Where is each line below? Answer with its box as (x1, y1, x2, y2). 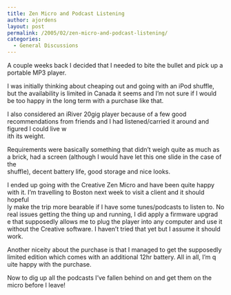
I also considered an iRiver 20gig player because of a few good (7, 110, 187, 118)
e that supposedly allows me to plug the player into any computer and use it (7, 218, 223, 225)
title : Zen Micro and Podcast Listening (7, 10, 125, 17)
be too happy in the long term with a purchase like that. (7, 97, 164, 104)
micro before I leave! (7, 281, 66, 289)
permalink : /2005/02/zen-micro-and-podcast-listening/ (7, 29, 168, 37)
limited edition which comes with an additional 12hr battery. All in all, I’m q (7, 253, 217, 261)
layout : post (7, 23, 45, 30)
